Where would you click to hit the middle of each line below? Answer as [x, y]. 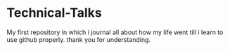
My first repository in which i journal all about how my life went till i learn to [115, 32]
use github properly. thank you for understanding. [79, 39]
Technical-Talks [55, 13]
